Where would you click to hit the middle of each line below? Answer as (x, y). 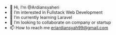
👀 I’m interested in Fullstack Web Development (56, 12)
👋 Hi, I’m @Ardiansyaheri (34, 7)
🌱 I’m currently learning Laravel (41, 17)
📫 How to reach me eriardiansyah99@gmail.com (59, 28)
